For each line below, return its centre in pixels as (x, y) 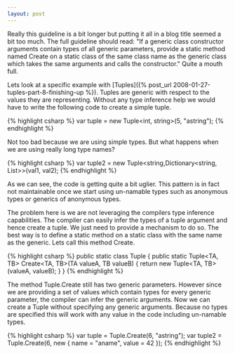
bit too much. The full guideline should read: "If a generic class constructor (116, 41)
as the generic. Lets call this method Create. (71, 242)
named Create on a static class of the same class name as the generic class (117, 56)
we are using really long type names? (61, 149)
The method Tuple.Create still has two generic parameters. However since (115, 284)
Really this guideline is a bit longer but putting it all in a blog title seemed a (114, 34)
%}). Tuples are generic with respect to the (147, 92)
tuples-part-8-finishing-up (46, 92)
